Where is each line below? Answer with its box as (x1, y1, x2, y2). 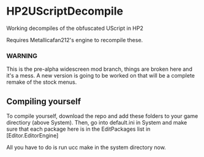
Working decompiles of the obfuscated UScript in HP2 (6, 24, 144, 32)
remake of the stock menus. (6, 78, 77, 86)
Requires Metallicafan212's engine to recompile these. (6, 36, 143, 43)
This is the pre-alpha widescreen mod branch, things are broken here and (6, 65, 193, 73)
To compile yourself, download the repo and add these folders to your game (6, 112, 198, 120)
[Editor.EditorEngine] (6, 132, 59, 139)
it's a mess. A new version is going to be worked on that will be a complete (6, 72, 195, 79)
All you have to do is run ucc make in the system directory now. (6, 144, 167, 151)
